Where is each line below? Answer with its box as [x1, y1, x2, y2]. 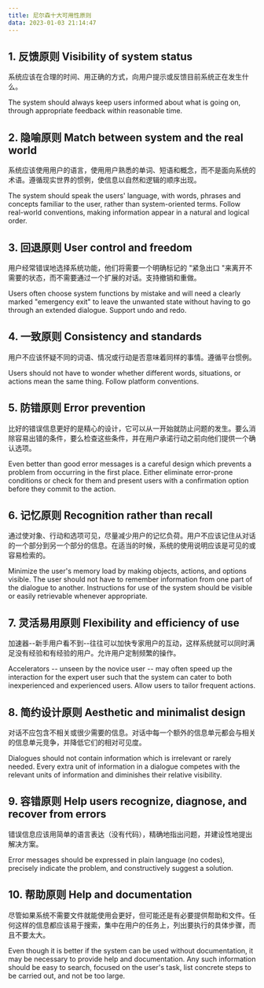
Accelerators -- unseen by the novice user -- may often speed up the [8, 664, 233, 674]
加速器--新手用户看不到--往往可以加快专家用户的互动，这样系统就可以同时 [8, 638, 248, 648]
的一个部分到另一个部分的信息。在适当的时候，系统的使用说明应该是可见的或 [8, 541, 256, 550]
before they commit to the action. [8, 484, 116, 494]
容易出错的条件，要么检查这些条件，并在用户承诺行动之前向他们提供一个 [14, 433, 249, 443]
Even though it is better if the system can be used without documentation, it [8, 946, 254, 955]
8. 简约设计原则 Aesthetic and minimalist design [8, 705, 246, 719]
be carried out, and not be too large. [8, 971, 126, 980]
